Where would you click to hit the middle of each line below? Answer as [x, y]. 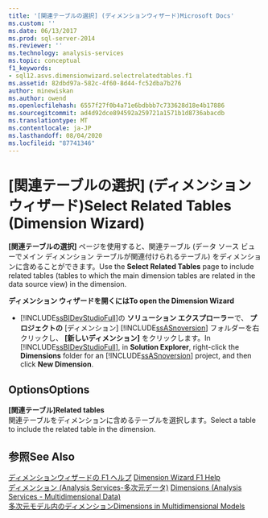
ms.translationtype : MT [48, 121]
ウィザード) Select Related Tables [120, 205]
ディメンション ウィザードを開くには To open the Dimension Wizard [122, 301]
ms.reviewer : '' [35, 46]
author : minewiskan [41, 91]
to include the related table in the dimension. [82, 429]
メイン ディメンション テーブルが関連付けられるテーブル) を [121, 257]
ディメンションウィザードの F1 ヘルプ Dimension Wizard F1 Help [115, 478]
